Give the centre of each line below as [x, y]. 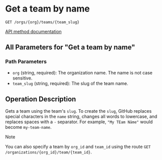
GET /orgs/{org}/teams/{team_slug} [42, 22]
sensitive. [22, 78]
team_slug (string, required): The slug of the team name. [70, 83]
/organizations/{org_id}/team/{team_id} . [49, 152]
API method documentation [33, 31]
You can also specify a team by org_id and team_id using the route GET [78, 147]
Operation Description [41, 99]
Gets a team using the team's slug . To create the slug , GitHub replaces [78, 111]
